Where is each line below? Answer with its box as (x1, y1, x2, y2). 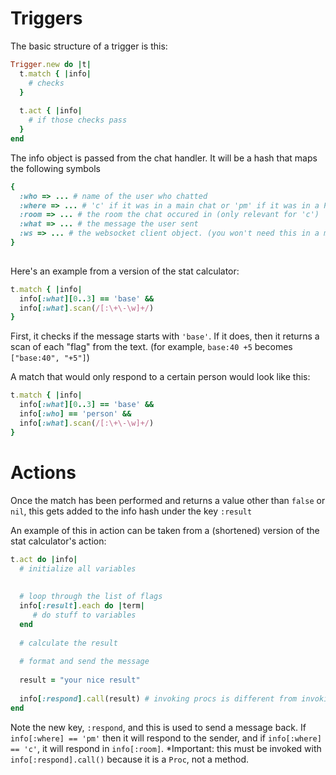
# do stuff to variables (32, 610, 137, 620)
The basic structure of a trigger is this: (10, 40, 168, 52)
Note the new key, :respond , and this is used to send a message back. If (10, 721, 307, 733)
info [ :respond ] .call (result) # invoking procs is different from (19, 693, 298, 704)
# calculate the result (19, 638, 118, 648)
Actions (10, 461, 77, 484)
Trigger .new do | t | (10, 59, 92, 69)
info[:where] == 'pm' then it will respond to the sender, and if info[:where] (10, 732, 322, 744)
